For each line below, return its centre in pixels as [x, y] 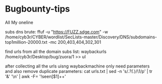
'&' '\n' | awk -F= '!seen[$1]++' [36, 76]
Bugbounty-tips [37, 9]
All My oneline [19, 22]
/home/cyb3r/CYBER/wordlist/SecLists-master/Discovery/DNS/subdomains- [81, 37]
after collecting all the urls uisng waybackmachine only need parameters [77, 66]
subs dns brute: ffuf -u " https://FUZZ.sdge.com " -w [57, 32]
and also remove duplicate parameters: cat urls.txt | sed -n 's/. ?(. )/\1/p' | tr [79, 71]
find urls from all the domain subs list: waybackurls [56, 51]
